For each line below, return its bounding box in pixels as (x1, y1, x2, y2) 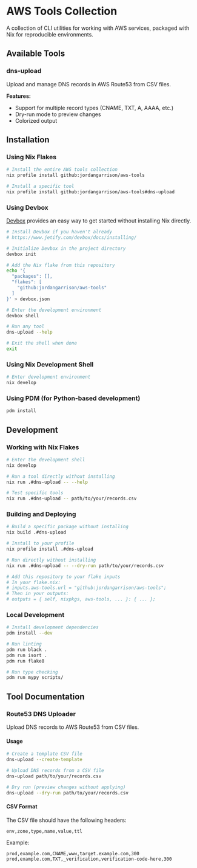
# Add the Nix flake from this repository (6, 262, 115, 268)
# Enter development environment (6, 374, 91, 381)
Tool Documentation (6, 691, 85, 701)
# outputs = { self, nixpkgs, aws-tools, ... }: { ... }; (6, 596, 156, 602)
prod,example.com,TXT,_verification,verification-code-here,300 (6, 856, 172, 862)
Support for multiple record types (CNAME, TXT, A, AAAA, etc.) (15, 104, 174, 111)
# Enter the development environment (6, 307, 102, 313)
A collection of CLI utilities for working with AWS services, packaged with (6, 24, 190, 32)
